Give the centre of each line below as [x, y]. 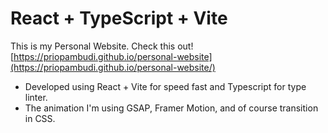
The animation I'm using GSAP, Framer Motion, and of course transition [171, 108]
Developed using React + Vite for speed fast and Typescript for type [165, 86]
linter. [36, 97]
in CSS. [40, 118]
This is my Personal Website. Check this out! [102, 46]
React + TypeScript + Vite [119, 18]
